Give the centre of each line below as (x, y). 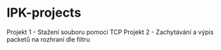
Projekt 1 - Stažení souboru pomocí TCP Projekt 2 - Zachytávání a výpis (110, 32)
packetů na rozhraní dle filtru (49, 39)
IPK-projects (44, 13)
